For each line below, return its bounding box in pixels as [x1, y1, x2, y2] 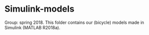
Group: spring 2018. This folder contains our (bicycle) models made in [4, 19, 144, 25]
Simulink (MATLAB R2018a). [4, 24, 61, 30]
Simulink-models [4, 3, 75, 15]
